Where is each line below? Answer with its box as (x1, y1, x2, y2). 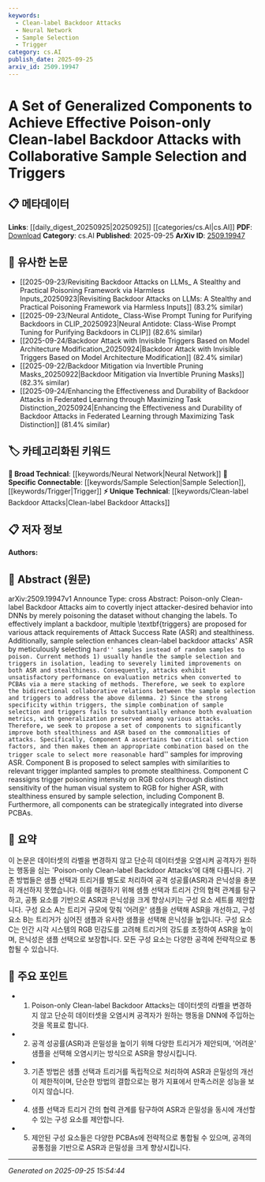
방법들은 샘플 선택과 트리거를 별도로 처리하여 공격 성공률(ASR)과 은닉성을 (16, 875, 242, 884)
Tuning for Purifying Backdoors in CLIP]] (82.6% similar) (19, 327, 203, 336)
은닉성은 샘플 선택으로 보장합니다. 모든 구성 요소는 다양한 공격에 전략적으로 (18, 934, 248, 944)
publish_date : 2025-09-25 (8, 56, 93, 64)
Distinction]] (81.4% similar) (19, 419, 110, 429)
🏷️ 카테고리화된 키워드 (8, 444, 111, 458)
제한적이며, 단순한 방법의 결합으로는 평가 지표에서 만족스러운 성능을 (39, 1076, 247, 1086)
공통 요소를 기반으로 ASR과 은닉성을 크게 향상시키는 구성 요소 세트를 (24, 895, 234, 904)
